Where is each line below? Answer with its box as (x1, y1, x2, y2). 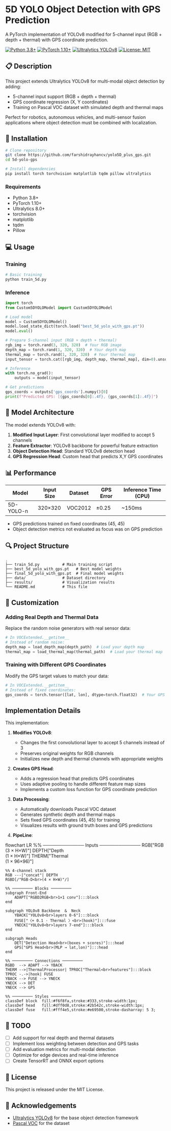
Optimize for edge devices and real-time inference (12, 1052, 119, 1058)
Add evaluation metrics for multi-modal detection (12, 1046, 116, 1053)
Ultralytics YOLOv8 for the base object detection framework (12, 1115, 139, 1121)
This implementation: (5, 720, 49, 726)
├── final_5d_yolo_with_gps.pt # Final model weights (5, 571, 124, 576)
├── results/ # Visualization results (5, 580, 115, 585)
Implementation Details (5, 706, 81, 715)
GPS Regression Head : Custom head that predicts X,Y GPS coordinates (12, 453, 163, 459)
